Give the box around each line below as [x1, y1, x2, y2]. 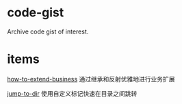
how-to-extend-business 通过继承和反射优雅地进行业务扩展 [7, 75, 176, 83]
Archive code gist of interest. [7, 27, 89, 36]
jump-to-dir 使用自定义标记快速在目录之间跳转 [7, 89, 138, 97]
